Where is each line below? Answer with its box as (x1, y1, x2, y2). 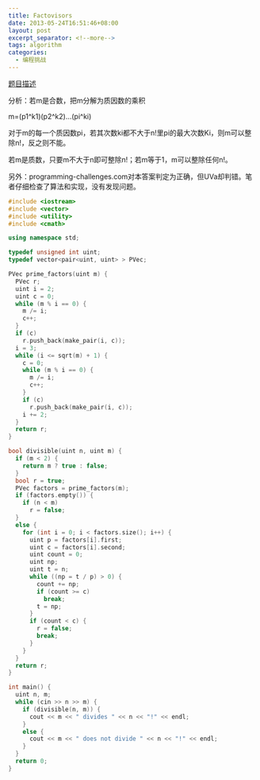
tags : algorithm (8, 41, 62, 49)
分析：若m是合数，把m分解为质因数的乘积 (8, 95, 146, 105)
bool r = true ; (15, 476, 66, 485)
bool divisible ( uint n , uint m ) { (8, 447, 123, 456)
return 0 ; (15, 757, 48, 765)
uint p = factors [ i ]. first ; (29, 536, 123, 544)
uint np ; (29, 558, 59, 566)
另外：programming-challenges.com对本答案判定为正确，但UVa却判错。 (8, 172, 246, 181)
